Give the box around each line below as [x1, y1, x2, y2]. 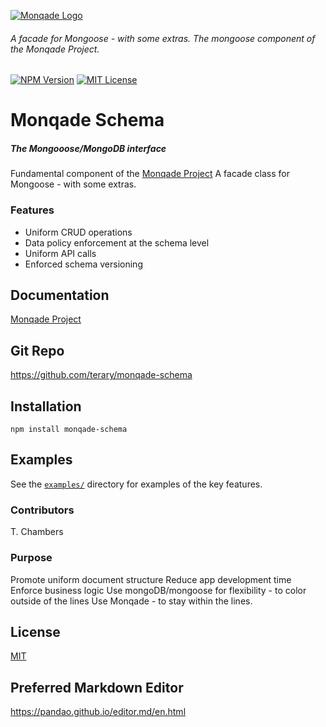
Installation [10, 398, 82, 415]
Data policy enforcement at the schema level [24, 236, 210, 249]
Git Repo [10, 342, 65, 359]
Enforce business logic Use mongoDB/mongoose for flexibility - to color [10, 584, 307, 596]
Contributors [10, 503, 75, 517]
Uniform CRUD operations [24, 226, 133, 238]
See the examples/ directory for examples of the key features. [10, 478, 263, 490]
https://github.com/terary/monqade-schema [10, 369, 193, 381]
